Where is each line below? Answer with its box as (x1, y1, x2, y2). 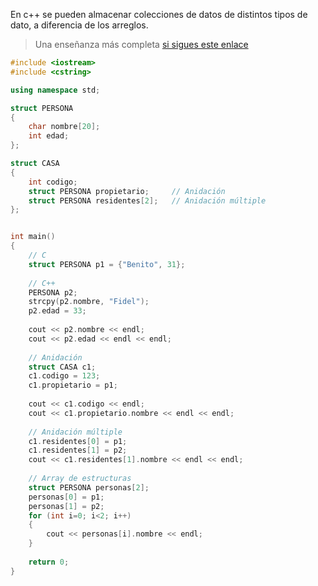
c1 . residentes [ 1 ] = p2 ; (28, 445, 128, 456)
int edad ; (28, 131, 70, 141)
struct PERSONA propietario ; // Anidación (28, 186, 226, 196)
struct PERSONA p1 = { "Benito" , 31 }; (28, 259, 186, 269)
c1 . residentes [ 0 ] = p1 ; (28, 436, 128, 446)
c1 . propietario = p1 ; (28, 380, 118, 391)
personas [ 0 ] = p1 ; (28, 492, 105, 502)
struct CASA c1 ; (28, 362, 97, 372)
